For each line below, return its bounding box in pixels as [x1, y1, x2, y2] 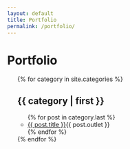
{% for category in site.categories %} [17, 75, 124, 83]
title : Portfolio [7, 16, 57, 23]
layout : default [7, 10, 54, 17]
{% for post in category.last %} [27, 113, 116, 122]
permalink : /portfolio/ [7, 23, 76, 30]
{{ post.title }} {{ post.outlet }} [27, 121, 110, 129]
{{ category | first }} [17, 95, 105, 106]
